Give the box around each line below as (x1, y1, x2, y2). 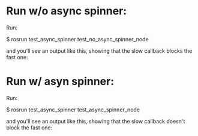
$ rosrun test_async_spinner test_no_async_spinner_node (6, 35, 149, 43)
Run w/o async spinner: (6, 4, 127, 18)
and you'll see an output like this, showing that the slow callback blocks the (6, 47, 193, 55)
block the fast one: (6, 124, 53, 131)
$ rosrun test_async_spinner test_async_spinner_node (6, 106, 140, 113)
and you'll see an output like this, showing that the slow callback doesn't (6, 117, 185, 125)
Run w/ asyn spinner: (6, 75, 115, 88)
